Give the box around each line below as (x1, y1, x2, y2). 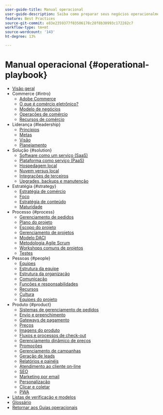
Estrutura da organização (19, 271, 70, 277)
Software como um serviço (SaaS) (19, 152, 88, 158)
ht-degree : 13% (5, 34, 36, 39)
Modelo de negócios (19, 106, 61, 112)
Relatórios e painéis (19, 358, 59, 364)
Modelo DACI (19, 234, 46, 240)
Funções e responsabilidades (19, 281, 79, 287)
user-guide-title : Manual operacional (5, 7, 83, 12)
